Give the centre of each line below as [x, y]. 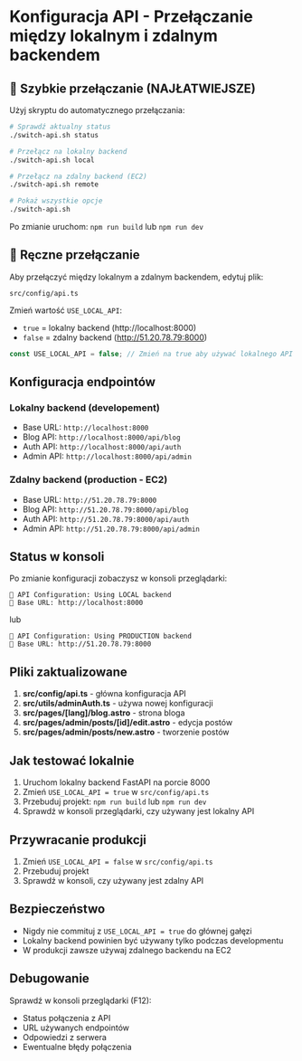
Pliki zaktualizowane [69, 672]
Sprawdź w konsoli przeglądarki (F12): [80, 1000]
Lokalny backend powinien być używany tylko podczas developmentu [153, 940]
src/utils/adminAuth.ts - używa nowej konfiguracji [118, 704]
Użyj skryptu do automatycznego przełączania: [97, 110]
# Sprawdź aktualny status [60, 127]
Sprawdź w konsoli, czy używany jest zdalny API [113, 880]
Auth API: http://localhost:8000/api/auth [102, 447]
